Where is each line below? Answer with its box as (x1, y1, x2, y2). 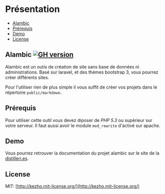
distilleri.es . (5, 155, 29, 161)
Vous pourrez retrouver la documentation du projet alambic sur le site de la (5, 150, 159, 156)
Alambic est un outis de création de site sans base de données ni (5, 63, 139, 69)
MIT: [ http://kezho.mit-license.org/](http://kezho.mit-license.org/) (5, 183, 140, 189)
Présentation (5, 3, 60, 15)
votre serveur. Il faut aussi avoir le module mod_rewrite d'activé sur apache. (5, 122, 160, 128)
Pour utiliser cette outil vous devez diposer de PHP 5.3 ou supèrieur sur (5, 117, 152, 123)
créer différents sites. (5, 74, 49, 80)
